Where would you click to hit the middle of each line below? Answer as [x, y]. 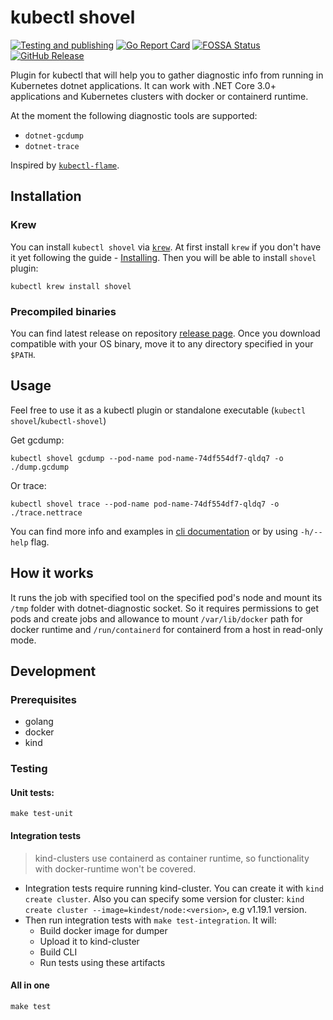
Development [53, 671]
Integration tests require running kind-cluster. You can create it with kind [174, 888]
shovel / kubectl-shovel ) [58, 420]
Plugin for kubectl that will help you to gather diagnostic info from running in [167, 75]
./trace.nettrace [46, 512]
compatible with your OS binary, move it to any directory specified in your [162, 343]
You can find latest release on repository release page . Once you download [165, 333]
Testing [29, 769]
